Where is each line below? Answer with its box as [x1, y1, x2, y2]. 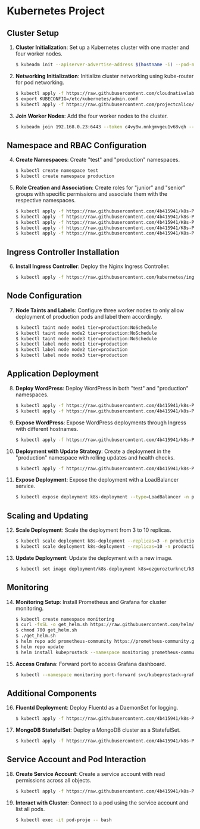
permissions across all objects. [15, 776, 92, 784]
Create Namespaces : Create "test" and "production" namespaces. [15, 156, 180, 164]
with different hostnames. [15, 425, 79, 432]
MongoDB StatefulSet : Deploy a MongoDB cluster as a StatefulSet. [15, 726, 181, 734]
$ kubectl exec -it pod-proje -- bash [15, 816, 112, 823]
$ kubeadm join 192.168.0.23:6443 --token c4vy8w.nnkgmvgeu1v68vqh [15, 124, 186, 130]
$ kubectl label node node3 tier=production [15, 352, 128, 359]
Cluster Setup [7, 28, 59, 38]
